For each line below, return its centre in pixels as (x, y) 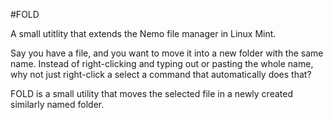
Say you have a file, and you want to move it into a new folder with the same (167, 53)
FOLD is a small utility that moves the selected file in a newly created (151, 93)
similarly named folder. (57, 104)
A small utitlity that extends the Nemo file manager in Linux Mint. (143, 33)
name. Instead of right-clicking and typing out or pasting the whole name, (162, 63)
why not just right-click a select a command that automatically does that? (161, 74)
